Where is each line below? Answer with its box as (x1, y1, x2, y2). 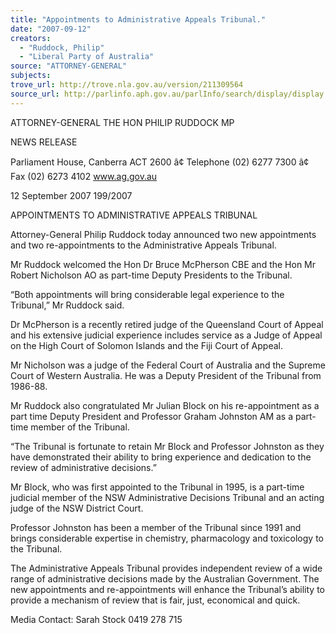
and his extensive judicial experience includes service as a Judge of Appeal (10, 329, 323, 341)
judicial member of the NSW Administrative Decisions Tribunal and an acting (10, 491, 325, 503)
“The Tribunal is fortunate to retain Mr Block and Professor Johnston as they (10, 440, 325, 452)
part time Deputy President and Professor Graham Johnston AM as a (10, 410, 294, 422)
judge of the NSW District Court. (10, 502, 144, 514)
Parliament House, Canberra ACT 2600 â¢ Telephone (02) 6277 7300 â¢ (10, 156, 310, 168)
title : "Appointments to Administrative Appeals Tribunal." (10, 14, 267, 25)
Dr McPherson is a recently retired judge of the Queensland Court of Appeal (10, 318, 324, 330)
